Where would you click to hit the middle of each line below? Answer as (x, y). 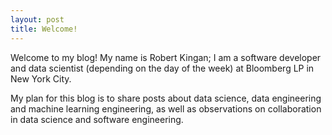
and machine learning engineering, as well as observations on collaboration (166, 108)
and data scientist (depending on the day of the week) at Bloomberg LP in (162, 68)
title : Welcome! (44, 29)
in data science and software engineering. (97, 119)
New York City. (41, 78)
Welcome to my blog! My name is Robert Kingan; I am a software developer (166, 57)
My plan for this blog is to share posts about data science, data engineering (166, 98)
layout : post (37, 19)
